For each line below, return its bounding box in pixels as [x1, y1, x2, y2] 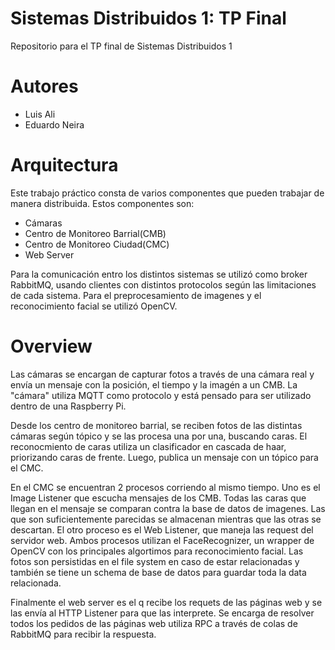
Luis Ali [24, 108, 56, 120]
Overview [10, 335, 93, 357]
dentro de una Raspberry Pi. [10, 400, 127, 412]
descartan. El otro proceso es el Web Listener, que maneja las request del [10, 523, 314, 536]
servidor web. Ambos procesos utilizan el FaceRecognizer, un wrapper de [10, 534, 315, 546]
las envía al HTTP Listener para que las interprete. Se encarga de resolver [10, 607, 315, 619]
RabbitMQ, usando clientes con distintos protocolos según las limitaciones [10, 278, 317, 291]
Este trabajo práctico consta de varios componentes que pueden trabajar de [10, 187, 325, 199]
